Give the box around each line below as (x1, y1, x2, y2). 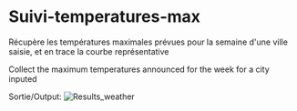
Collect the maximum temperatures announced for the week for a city (8, 64, 270, 75)
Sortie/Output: (8, 91, 63, 102)
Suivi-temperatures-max (8, 6, 201, 27)
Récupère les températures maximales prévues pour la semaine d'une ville (8, 36, 289, 47)
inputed (8, 73, 37, 84)
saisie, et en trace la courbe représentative (8, 45, 169, 56)
